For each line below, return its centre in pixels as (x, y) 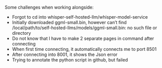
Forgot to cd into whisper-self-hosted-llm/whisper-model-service (80, 17)
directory (21, 33)
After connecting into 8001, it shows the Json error (65, 54)
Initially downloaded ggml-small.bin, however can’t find (69, 22)
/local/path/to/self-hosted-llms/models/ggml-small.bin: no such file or (84, 28)
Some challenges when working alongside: (49, 7)
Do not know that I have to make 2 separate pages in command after (83, 38)
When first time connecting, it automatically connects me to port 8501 (84, 49)
